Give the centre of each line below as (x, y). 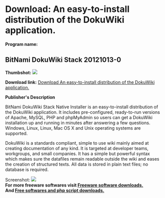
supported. (16, 133)
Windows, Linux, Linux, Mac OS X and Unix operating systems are (73, 128)
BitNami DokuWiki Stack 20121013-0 (63, 60)
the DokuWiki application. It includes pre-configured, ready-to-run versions (83, 112)
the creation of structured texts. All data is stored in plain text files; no (77, 164)
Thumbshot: (18, 72)
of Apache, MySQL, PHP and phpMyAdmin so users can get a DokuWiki (79, 117)
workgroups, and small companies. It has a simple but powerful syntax (78, 154)
